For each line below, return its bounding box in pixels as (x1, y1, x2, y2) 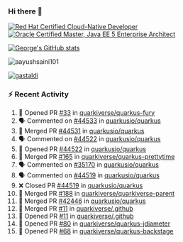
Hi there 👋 (8, 6, 43, 16)
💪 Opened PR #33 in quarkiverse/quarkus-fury (18, 108, 155, 116)
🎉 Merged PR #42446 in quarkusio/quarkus (18, 197, 146, 205)
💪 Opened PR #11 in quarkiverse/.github (18, 211, 134, 220)
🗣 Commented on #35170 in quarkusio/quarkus (18, 160, 159, 169)
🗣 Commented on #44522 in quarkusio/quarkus (18, 134, 161, 143)
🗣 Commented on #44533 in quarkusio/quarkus (18, 116, 162, 125)
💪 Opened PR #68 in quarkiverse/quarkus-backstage (18, 226, 174, 235)
